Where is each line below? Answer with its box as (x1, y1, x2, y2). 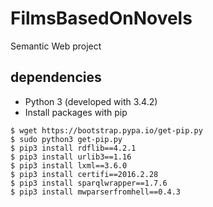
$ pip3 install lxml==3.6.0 (10, 160, 128, 171)
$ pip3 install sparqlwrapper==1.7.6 (10, 178, 168, 188)
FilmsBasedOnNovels (10, 7, 193, 30)
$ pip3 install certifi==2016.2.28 (10, 169, 159, 179)
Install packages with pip (24, 106, 128, 118)
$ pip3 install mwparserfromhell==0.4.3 (10, 187, 182, 197)
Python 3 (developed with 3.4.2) (24, 95, 158, 107)
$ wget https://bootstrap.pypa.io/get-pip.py (10, 125, 203, 136)
